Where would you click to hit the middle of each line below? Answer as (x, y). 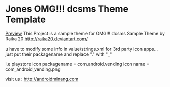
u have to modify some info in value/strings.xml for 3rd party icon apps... (82, 49)
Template (25, 19)
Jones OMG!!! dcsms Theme (67, 9)
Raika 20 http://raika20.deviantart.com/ (47, 39)
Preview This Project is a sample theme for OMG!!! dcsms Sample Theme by (85, 33)
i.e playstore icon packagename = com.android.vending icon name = (77, 64)
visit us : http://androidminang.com (42, 79)
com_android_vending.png (33, 69)
